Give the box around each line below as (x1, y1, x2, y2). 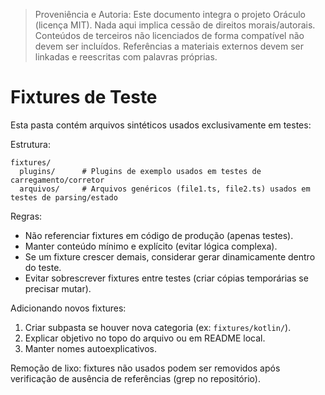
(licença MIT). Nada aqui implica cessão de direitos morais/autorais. (34, 19, 316, 31)
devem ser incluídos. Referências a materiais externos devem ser (34, 40, 304, 52)
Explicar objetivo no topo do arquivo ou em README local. (24, 332, 266, 344)
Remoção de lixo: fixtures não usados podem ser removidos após (10, 362, 281, 374)
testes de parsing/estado (10, 192, 118, 203)
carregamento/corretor (10, 175, 105, 185)
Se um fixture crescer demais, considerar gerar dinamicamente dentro (24, 250, 316, 263)
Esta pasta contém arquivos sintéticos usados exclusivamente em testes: (10, 119, 312, 131)
